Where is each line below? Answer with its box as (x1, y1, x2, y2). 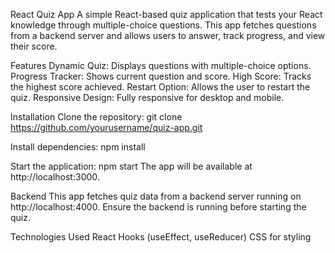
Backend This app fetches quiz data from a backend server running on (10, 190, 302, 202)
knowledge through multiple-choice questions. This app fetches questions (10, 19, 317, 31)
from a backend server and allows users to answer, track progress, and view (10, 30, 326, 41)
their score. (10, 40, 58, 52)
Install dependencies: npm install (10, 141, 146, 153)
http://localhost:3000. (10, 171, 100, 183)
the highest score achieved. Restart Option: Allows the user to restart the (10, 81, 311, 93)
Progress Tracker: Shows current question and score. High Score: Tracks (10, 70, 312, 82)
